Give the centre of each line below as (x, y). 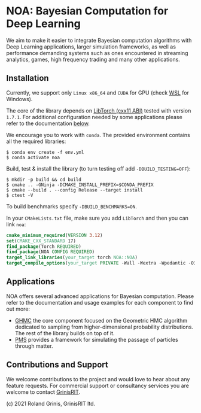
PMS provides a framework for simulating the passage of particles (96, 339)
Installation (28, 78)
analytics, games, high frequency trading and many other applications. (93, 59)
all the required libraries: (36, 141)
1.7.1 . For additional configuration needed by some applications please (94, 117)
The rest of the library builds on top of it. (65, 333)
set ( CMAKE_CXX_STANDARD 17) (41, 241)
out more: (18, 309)
